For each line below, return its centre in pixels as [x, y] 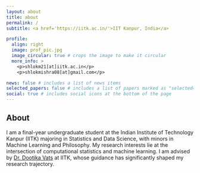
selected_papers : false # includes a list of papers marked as [86, 89]
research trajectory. [30, 163]
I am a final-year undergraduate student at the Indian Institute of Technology [100, 132]
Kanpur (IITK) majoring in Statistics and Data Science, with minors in [90, 139]
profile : [17, 39]
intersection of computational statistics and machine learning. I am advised [98, 151]
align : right [28, 45]
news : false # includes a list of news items [63, 83]
